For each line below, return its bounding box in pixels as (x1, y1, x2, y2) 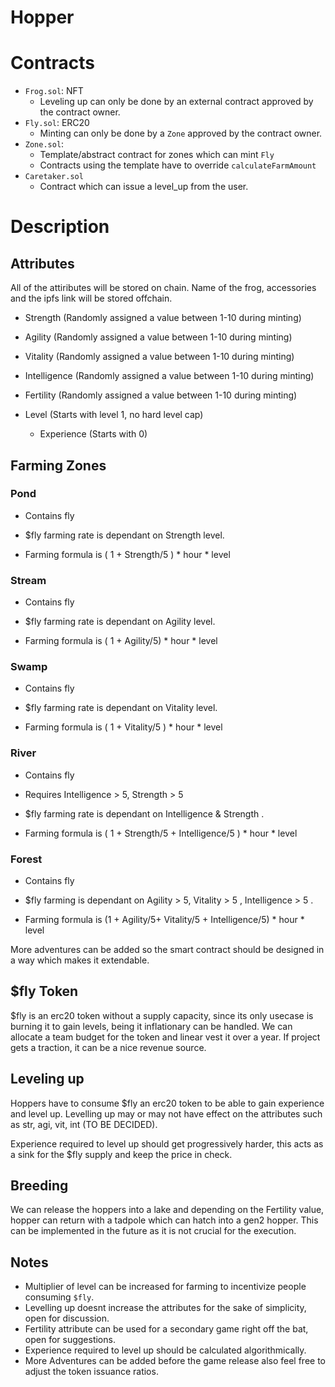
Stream (10, 573, 47, 587)
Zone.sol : (24, 138, 65, 150)
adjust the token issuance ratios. (24, 1366, 159, 1378)
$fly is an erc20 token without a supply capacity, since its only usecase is (10, 1009, 314, 1021)
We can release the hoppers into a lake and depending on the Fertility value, (10, 1204, 325, 1216)
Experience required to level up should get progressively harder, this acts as (10, 1137, 324, 1150)
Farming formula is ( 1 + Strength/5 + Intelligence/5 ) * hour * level (24, 827, 298, 839)
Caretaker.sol (24, 172, 84, 182)
